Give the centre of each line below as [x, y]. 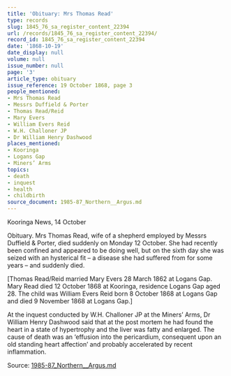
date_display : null [36, 53]
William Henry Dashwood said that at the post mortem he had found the [110, 322]
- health [20, 189]
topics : [18, 169]
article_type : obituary [42, 79]
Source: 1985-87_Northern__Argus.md [62, 365]
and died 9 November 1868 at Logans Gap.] [70, 301]
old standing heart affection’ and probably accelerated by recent [100, 344]
